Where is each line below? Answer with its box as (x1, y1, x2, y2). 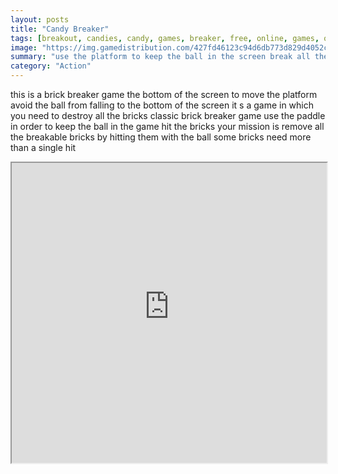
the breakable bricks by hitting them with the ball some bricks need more (10, 131, 312, 143)
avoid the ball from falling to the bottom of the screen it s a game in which (10, 99, 314, 111)
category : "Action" (10, 61, 92, 71)
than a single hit (10, 142, 77, 153)
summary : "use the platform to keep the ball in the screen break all (10, 52, 311, 62)
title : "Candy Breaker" (10, 24, 110, 34)
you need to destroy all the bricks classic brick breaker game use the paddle (10, 110, 326, 121)
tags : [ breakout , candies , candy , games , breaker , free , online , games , (10, 33, 320, 43)
